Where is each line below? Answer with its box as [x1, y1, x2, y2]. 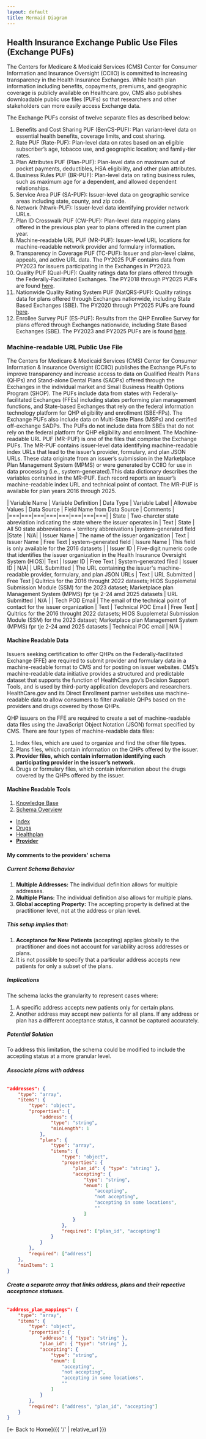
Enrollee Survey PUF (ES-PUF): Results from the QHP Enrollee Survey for [15, 315, 200, 322]
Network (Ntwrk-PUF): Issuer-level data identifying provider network [15, 204, 189, 211]
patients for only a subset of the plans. [15, 962, 113, 970]
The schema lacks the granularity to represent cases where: [7, 992, 158, 999]
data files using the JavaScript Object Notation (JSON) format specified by [7, 720, 195, 728]
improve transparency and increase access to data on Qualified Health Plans [7, 370, 200, 377]
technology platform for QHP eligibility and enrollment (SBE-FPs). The [7, 409, 183, 417]
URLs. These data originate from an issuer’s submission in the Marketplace [7, 455, 196, 462]
